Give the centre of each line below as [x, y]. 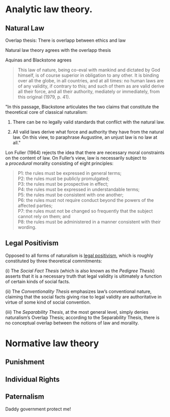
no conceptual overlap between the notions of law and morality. [72, 323]
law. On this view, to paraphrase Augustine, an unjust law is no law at [85, 137]
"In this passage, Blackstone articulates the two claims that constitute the [82, 107]
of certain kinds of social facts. [38, 281]
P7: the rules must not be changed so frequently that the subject [85, 211]
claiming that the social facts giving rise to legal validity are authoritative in [83, 296]
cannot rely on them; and [44, 216]
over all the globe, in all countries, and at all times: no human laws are [91, 81]
